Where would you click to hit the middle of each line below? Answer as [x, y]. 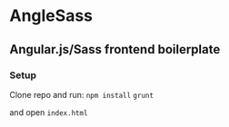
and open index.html [49, 112]
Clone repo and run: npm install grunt [82, 94]
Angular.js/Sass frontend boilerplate [115, 49]
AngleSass [51, 16]
